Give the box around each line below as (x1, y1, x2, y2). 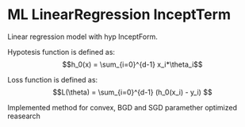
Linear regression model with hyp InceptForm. (7, 32, 158, 41)
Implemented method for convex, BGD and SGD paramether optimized (7, 102, 238, 112)
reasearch (7, 111, 41, 121)
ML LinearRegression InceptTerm (7, 6, 232, 24)
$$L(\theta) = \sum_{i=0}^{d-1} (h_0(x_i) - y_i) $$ (52, 87, 212, 97)
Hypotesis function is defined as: (7, 47, 116, 56)
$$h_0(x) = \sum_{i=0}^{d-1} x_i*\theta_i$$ (62, 60, 203, 69)
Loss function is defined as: (7, 75, 98, 84)
